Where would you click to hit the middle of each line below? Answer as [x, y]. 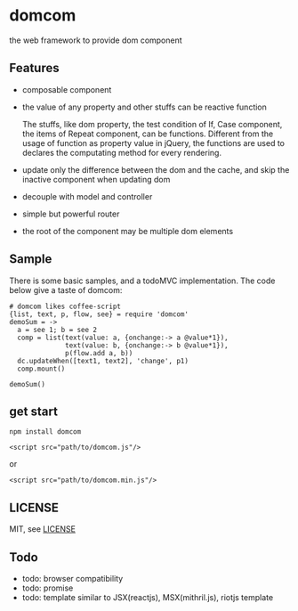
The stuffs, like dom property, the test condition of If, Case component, [152, 124]
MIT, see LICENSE [42, 529]
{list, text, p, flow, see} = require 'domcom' [99, 314]
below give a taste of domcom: [66, 289]
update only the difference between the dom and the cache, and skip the [156, 169]
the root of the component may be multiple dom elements [128, 231]
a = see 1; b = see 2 [57, 330]
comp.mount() [41, 369]
